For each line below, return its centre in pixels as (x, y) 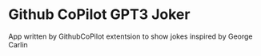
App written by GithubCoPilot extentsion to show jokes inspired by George (131, 36)
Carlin (18, 44)
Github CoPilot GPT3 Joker (99, 15)
